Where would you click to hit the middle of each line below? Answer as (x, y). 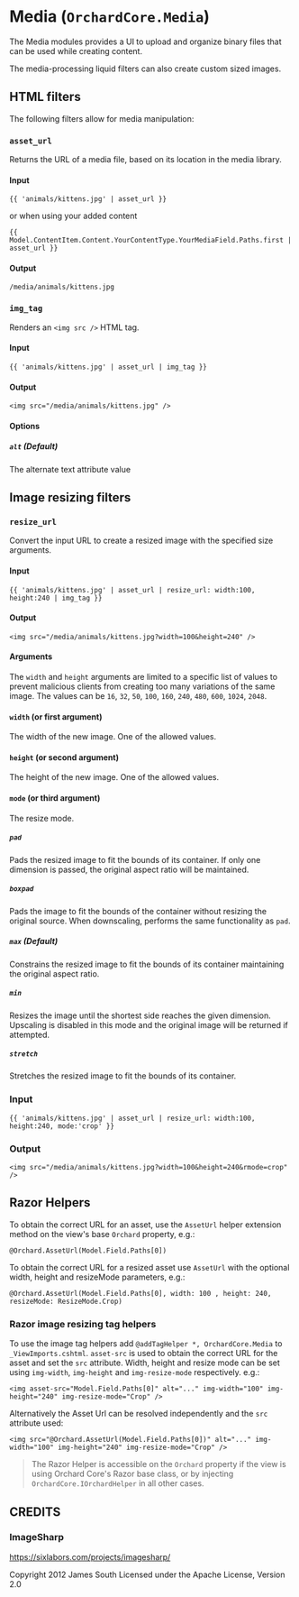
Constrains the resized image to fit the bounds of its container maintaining (147, 964)
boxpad (22, 889)
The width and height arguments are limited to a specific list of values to (143, 677)
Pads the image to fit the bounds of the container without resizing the (138, 911)
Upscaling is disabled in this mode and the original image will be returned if (149, 1024)
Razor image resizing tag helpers (83, 1324)
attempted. (30, 1034)
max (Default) (34, 941)
